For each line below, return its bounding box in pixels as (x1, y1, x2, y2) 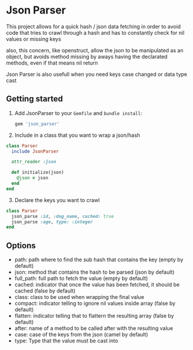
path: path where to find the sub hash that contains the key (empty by (14, 256, 184, 263)
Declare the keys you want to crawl (14, 196, 100, 203)
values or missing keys (6, 35, 62, 42)
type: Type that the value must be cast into (14, 337, 118, 344)
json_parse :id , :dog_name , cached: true (11, 213, 114, 219)
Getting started (6, 94, 63, 104)
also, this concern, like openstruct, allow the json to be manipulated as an (6, 46, 184, 53)
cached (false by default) (14, 287, 76, 294)
